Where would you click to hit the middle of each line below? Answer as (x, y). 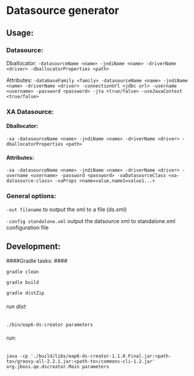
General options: (31, 196)
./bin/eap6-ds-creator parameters (50, 325)
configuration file (27, 227)
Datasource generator (63, 11)
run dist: (17, 306)
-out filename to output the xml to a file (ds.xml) (66, 209)
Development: (34, 246)
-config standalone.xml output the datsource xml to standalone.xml (91, 221)
